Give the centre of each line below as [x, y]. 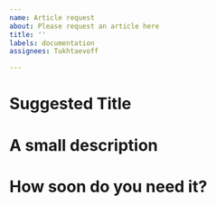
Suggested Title [70, 104]
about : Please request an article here [85, 26]
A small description [84, 145]
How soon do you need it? [108, 186]
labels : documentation [52, 43]
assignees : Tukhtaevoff [54, 51]
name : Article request [52, 18]
